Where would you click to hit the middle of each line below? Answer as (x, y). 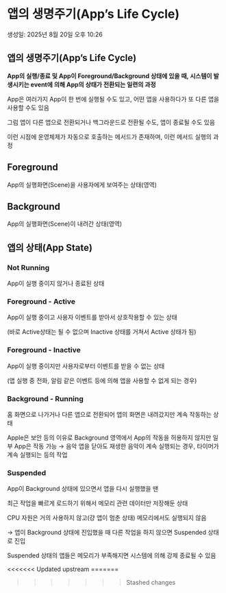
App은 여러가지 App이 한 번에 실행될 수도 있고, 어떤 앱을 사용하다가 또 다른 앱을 (113, 99)
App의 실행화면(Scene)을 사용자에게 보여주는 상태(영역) (82, 184)
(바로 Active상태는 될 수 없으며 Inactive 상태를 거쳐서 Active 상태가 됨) (102, 332)
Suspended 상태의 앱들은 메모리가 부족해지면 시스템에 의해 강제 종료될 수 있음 (112, 555)
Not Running (28, 267)
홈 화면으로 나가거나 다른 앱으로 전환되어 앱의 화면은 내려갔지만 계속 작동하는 (110, 414)
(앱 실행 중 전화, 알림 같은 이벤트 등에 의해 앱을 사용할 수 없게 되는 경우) (102, 380)
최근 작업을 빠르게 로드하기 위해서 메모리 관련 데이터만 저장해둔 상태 (98, 503)
